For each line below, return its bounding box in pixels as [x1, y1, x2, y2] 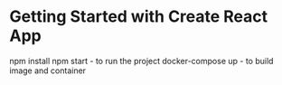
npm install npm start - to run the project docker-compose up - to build [9, 55, 274, 66]
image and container [9, 65, 87, 76]
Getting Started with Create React [9, 6, 268, 27]
